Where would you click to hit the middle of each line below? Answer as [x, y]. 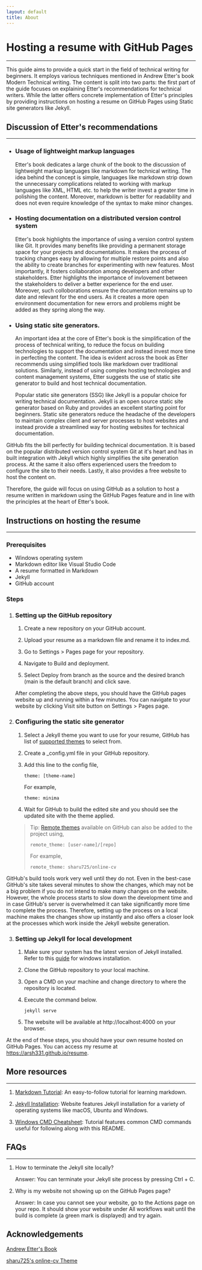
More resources [37, 1072]
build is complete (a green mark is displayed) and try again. [88, 1215]
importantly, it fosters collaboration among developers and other [95, 271]
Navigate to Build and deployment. [67, 664]
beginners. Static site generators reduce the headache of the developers [105, 414]
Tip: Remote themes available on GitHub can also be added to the [111, 827]
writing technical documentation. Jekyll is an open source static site [99, 401]
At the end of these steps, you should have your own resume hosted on [95, 1040]
